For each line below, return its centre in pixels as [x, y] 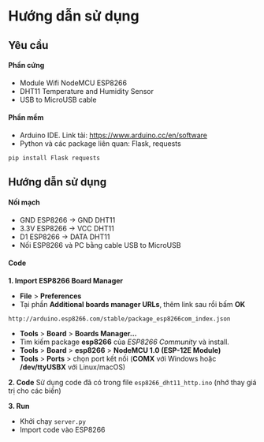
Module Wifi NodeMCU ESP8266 [73, 83]
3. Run [19, 406]
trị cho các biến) [35, 391]
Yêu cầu [28, 45]
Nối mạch [24, 202]
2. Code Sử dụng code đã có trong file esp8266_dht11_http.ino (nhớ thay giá [132, 382]
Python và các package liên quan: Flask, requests [100, 143]
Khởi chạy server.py [53, 421]
